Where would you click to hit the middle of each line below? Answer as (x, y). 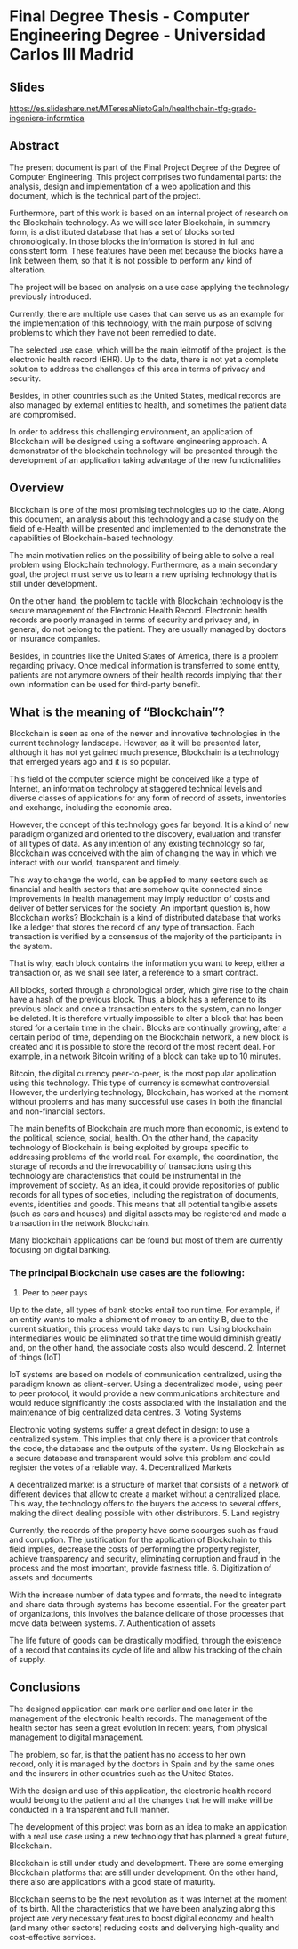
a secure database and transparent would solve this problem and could (140, 1458)
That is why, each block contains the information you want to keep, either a (147, 963)
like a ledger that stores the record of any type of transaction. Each (132, 927)
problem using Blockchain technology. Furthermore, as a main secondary (143, 564)
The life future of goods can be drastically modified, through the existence (145, 1640)
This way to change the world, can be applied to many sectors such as (139, 880)
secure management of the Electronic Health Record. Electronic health (138, 610)
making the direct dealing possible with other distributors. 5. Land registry (145, 1513)
